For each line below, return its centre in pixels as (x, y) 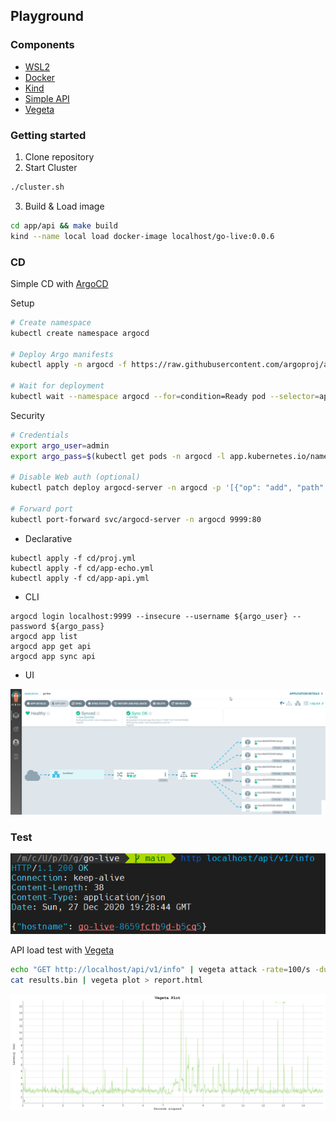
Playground (47, 16)
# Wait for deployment (57, 386)
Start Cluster (51, 167)
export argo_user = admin (60, 445)
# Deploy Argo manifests (62, 354)
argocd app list (44, 636)
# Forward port (42, 509)
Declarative (48, 538)
